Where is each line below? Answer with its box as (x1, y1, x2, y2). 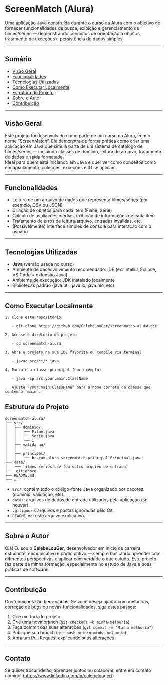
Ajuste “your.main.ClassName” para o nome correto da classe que (11, 385, 151, 390)
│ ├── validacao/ (5, 442, 46, 447)
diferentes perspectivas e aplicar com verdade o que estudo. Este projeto (5, 556, 156, 562)
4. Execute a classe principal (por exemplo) (5, 367, 101, 372)
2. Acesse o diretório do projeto (5, 332, 77, 337)
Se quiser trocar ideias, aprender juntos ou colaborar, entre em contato (5, 667, 151, 673)
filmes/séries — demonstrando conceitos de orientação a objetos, (5, 30, 141, 36)
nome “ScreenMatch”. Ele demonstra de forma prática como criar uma (5, 138, 150, 144)
